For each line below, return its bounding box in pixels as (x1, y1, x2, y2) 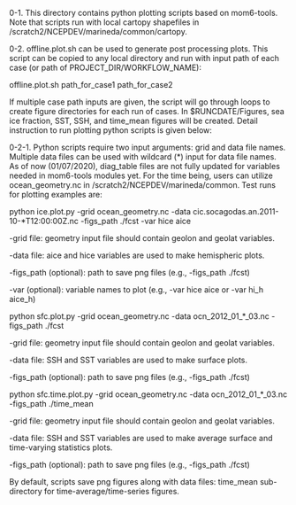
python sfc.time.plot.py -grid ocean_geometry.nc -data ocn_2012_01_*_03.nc (9, 389, 288, 400)
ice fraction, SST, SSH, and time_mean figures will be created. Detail (9, 115, 258, 126)
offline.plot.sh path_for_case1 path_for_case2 (9, 80, 174, 89)
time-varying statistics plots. (9, 442, 113, 453)
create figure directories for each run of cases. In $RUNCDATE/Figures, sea (9, 106, 285, 116)
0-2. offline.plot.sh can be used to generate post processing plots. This (9, 43, 269, 54)
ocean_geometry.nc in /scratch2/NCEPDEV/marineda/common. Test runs (9, 180, 277, 190)
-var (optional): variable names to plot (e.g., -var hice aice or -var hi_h (9, 284, 263, 295)
